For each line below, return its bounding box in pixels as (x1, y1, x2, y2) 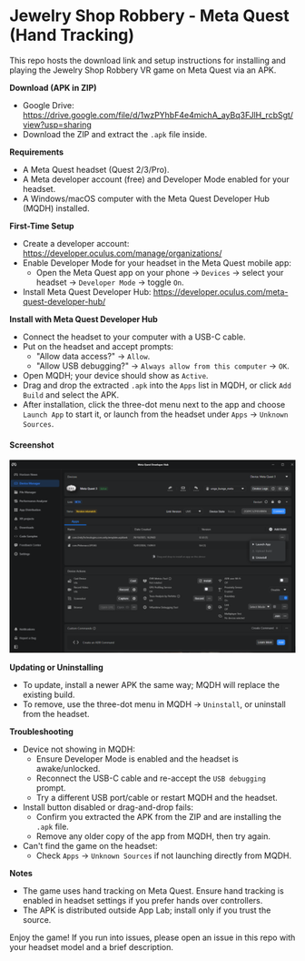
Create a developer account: (22, 238, 130, 248)
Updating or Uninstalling (9, 662, 104, 673)
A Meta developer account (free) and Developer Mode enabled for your (22, 174, 290, 185)
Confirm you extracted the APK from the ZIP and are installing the (35, 811, 281, 822)
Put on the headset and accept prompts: (22, 340, 174, 351)
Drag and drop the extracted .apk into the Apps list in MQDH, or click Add (22, 379, 292, 390)
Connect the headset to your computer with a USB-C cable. (22, 331, 247, 342)
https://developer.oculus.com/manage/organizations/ (22, 248, 222, 258)
